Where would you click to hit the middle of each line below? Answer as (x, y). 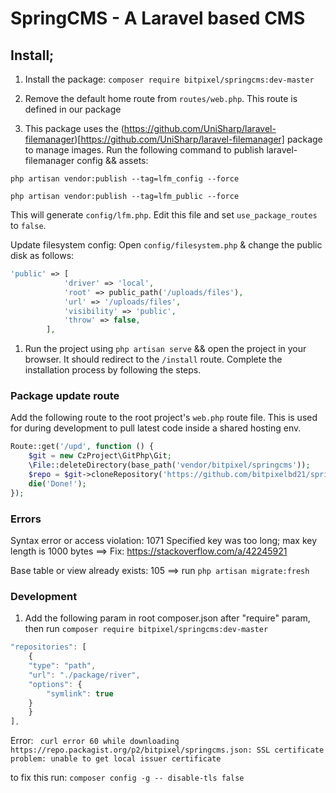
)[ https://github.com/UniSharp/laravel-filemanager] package (198, 139)
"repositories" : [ (48, 647)
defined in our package (73, 109)
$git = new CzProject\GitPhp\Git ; (100, 456)
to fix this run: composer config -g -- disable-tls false (127, 778)
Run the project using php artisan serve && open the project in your (165, 349)
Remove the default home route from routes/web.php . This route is (161, 98)
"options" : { (55, 684)
